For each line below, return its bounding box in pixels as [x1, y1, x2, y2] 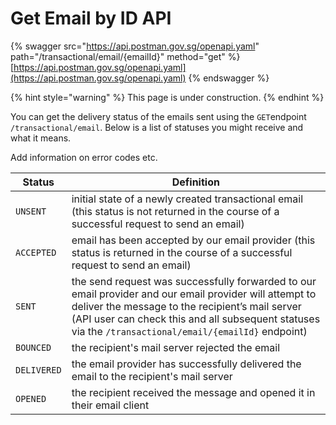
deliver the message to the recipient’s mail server [71, 299, 302, 313]
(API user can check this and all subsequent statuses [71, 312, 321, 326]
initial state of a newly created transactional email [71, 192, 304, 206]
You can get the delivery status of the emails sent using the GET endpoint [10, 110, 307, 122]
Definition [171, 175, 220, 189]
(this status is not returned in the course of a [71, 204, 280, 218]
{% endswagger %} [188, 72, 270, 84]
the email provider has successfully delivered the [71, 357, 302, 371]
